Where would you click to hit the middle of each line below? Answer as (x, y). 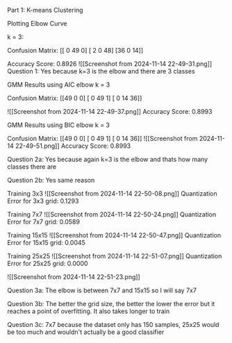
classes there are (32, 167)
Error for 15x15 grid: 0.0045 (46, 243)
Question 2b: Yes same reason (51, 180)
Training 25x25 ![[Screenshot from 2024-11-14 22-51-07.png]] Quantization (115, 256)
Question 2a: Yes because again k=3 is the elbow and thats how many (108, 159)
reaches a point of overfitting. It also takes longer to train (89, 311)
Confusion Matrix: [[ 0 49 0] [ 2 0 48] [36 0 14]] (75, 50)
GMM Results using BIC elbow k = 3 (58, 125)
